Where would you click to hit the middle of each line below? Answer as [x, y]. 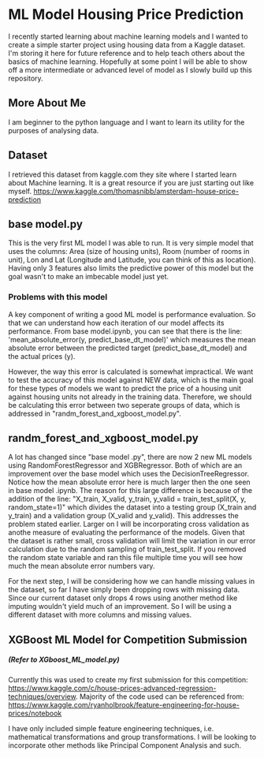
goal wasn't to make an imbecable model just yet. [89, 277]
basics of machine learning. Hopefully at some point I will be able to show [128, 62]
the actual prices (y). [42, 356]
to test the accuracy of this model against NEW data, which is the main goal [131, 379]
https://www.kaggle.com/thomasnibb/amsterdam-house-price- [136, 191]
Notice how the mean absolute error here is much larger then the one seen [129, 482]
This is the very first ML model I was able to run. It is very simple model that [131, 243]
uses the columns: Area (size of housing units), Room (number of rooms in [129, 252]
